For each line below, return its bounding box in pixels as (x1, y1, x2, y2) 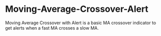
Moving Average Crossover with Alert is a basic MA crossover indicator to (5, 20, 157, 26)
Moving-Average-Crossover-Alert (5, 3, 149, 15)
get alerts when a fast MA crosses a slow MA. (5, 25, 99, 31)
